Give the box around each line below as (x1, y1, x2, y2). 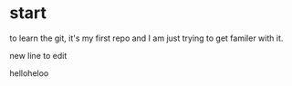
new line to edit (9, 50, 68, 61)
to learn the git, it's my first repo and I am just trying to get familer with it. (9, 33, 284, 43)
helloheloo (9, 67, 49, 79)
